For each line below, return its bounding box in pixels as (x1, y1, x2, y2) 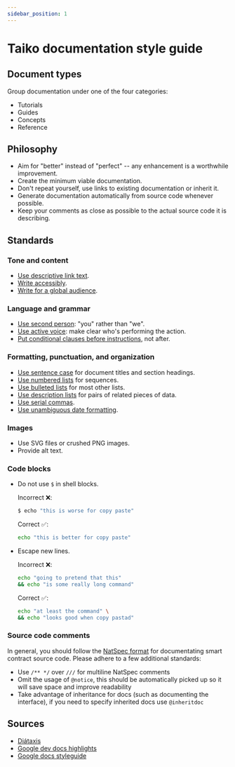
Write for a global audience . (17, 286, 98, 295)
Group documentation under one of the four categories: (7, 87, 168, 95)
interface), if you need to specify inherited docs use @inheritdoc (17, 698, 204, 706)
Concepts (17, 115, 46, 124)
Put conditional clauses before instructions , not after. (17, 335, 170, 343)
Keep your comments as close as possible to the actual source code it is (17, 206, 227, 215)
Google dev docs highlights (17, 744, 97, 752)
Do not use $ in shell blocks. (17, 480, 99, 488)
